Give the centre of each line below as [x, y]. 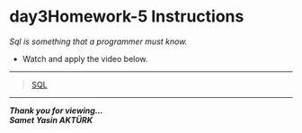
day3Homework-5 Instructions [127, 17]
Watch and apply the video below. [85, 58]
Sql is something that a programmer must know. [98, 41]
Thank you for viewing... [56, 111]
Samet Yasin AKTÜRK [51, 120]
